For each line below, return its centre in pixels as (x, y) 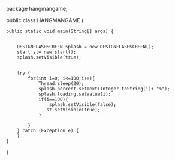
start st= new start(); (47, 52)
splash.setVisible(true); (49, 57)
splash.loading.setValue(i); (75, 94)
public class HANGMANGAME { (45, 20)
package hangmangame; (37, 9)
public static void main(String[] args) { (60, 31)
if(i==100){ (53, 99)
